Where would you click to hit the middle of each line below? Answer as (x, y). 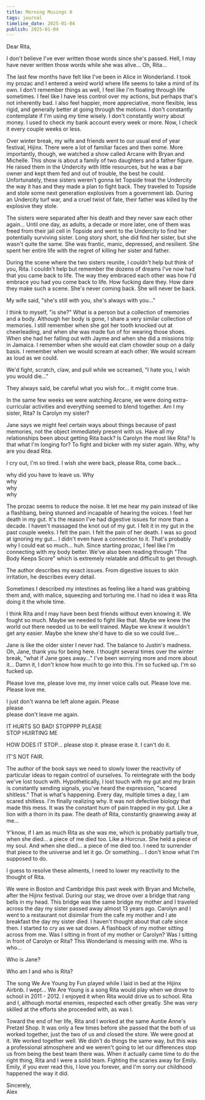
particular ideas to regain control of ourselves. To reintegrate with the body (101, 775)
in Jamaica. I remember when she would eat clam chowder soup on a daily (100, 345)
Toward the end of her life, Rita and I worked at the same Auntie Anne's (96, 1021)
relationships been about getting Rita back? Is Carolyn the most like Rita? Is (101, 438)
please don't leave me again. (43, 715)
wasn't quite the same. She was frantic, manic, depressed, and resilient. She (103, 244)
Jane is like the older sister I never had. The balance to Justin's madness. (99, 645)
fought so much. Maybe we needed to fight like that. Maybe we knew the (99, 620)
